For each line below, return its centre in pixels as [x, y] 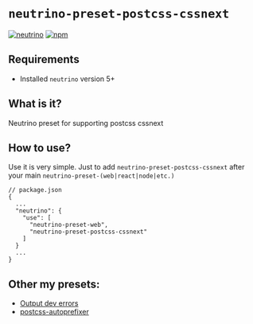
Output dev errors [49, 303]
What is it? [35, 104]
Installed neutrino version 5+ [67, 79]
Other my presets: [54, 284]
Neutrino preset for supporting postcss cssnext [86, 123]
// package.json [35, 190]
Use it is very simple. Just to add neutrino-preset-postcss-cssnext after [127, 167]
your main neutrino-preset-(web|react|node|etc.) [91, 176]
